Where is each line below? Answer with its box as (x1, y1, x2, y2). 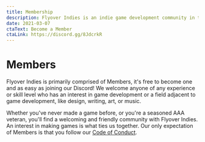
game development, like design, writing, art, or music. (6, 98, 142, 105)
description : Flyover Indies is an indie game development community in (6, 15, 195, 21)
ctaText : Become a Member (6, 26, 72, 32)
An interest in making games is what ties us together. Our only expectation (6, 122, 193, 130)
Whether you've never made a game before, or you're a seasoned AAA (6, 109, 185, 116)
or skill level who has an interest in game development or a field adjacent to (6, 91, 196, 98)
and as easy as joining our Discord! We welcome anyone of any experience (6, 85, 195, 92)
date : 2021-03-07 (6, 20, 51, 26)
